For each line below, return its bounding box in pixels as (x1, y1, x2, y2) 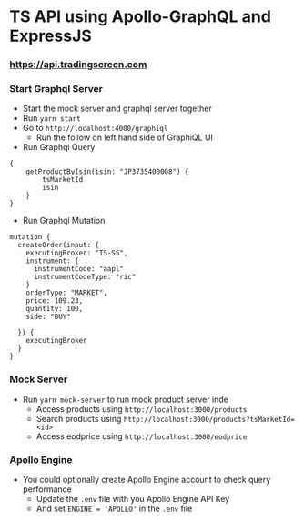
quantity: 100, (25, 305, 84, 314)
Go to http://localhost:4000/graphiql (22, 123, 168, 134)
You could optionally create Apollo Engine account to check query (22, 475, 271, 485)
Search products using (35, 413, 122, 424)
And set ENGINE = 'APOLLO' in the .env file (35, 503, 193, 514)
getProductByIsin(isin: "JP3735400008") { (25, 167, 189, 176)
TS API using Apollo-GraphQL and (9, 6, 271, 27)
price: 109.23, (25, 296, 84, 306)
